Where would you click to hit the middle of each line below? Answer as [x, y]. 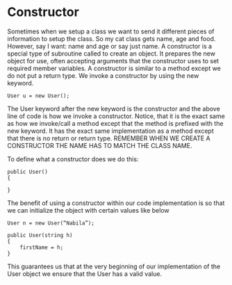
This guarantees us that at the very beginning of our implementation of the [114, 266]
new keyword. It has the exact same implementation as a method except [110, 131]
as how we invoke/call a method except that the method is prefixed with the [115, 123]
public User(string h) [40, 235]
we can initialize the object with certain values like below [88, 210]
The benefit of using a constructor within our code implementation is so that [116, 203]
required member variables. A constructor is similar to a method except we [114, 68]
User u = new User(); [39, 96]
